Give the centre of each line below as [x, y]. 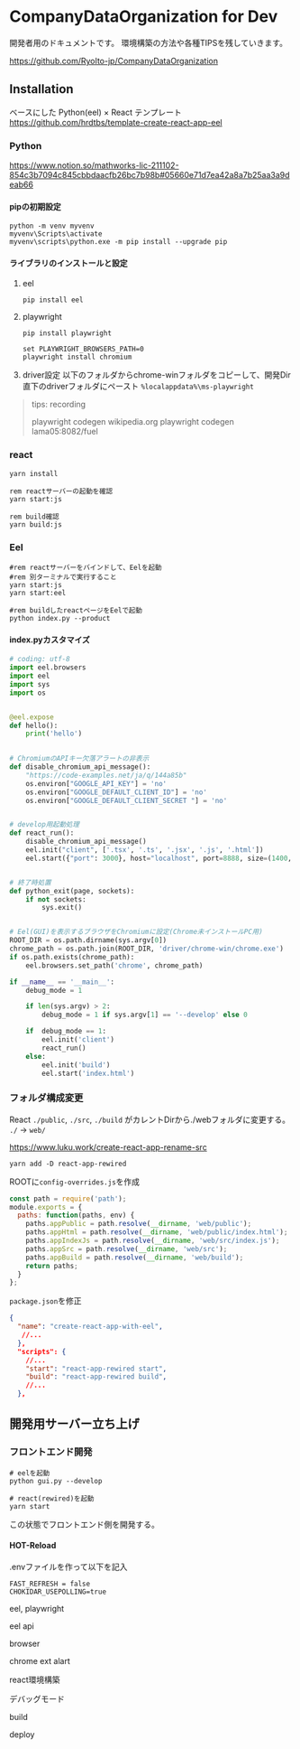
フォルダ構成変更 [46, 1098]
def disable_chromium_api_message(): [80, 767]
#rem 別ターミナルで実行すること [63, 577]
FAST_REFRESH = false [50, 1584]
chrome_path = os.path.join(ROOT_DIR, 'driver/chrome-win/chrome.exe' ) [146, 949]
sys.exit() [62, 908]
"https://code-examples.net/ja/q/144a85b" [106, 775]
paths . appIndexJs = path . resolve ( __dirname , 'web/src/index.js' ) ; [153, 1241]
